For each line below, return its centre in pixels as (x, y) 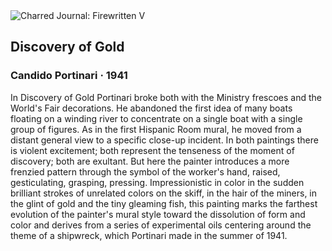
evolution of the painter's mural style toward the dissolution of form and (158, 214)
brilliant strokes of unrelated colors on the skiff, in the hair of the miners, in (164, 193)
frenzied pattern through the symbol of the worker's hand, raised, (145, 171)
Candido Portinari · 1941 (69, 76)
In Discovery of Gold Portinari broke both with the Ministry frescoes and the (166, 97)
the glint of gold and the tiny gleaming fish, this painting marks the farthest (164, 203)
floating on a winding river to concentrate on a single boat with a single (156, 118)
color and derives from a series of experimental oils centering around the (161, 225)
